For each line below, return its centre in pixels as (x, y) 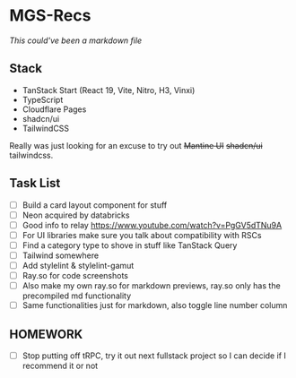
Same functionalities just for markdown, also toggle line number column (155, 305)
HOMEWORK (46, 334)
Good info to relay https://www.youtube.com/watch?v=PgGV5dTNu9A (152, 225)
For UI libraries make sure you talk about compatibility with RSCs (142, 235)
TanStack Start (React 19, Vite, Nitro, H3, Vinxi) (109, 90)
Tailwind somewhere (61, 255)
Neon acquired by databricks (76, 215)
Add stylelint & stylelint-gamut (78, 265)
